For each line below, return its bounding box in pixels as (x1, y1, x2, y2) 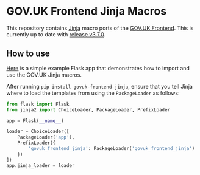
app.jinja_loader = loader (6, 162, 75, 168)
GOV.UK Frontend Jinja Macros (6, 4, 167, 18)
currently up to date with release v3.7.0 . (6, 30, 105, 38)
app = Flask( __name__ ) (6, 117, 64, 124)
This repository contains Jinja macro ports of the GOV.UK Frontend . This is (6, 24, 194, 32)
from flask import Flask (6, 101, 70, 107)
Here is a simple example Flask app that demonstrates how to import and (6, 64, 190, 72)
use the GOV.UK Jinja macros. (6, 71, 82, 78)
